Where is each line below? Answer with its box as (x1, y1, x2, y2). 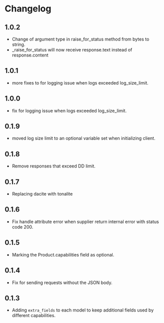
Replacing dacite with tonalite (11, 191, 73, 197)
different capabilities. (11, 312, 56, 318)
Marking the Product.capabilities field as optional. (11, 251, 114, 257)
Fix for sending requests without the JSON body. (11, 279, 113, 285)
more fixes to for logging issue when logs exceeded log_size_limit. (11, 79, 148, 85)
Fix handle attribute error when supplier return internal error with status (11, 218, 159, 224)
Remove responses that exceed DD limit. (11, 163, 95, 169)
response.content (11, 52, 48, 58)
